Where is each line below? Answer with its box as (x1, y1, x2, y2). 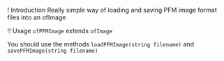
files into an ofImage (7, 13, 66, 21)
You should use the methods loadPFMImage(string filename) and (7, 40, 194, 48)
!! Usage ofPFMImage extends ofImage (7, 27, 113, 35)
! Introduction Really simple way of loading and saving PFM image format (7, 6, 218, 14)
